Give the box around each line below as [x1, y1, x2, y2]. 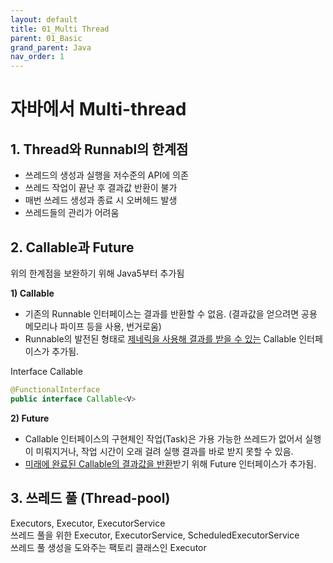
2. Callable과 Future [10, 239, 135, 256]
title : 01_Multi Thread [10, 24, 110, 34]
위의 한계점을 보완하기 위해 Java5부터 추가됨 [10, 267, 185, 279]
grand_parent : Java [10, 42, 92, 53]
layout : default [10, 14, 78, 25]
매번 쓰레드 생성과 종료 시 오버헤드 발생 [24, 194, 178, 206]
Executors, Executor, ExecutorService [10, 517, 166, 529]
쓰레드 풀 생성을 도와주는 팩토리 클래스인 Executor [10, 541, 207, 553]
